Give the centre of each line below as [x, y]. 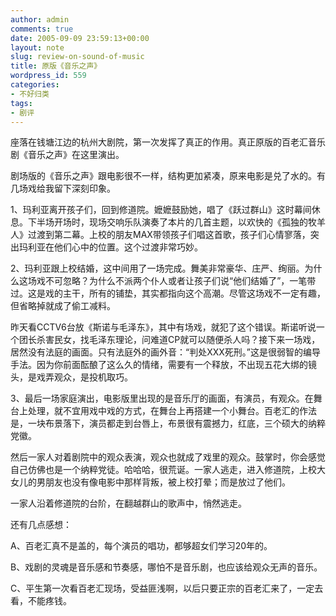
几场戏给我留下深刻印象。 [63, 188]
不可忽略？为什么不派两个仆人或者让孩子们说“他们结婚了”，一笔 [176, 281]
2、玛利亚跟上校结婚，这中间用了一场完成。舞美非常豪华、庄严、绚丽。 [157, 268]
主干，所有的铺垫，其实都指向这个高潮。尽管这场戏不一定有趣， [194, 293]
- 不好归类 [30, 94]
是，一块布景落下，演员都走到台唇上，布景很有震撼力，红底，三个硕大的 [159, 423]
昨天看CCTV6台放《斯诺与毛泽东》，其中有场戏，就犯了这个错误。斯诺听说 [163, 327]
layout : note [37, 47]
